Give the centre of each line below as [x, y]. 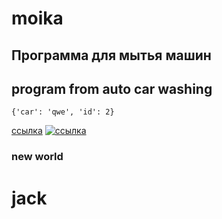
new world [37, 157]
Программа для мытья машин [111, 55]
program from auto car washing [112, 88]
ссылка [27, 131]
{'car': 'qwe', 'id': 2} [63, 112]
